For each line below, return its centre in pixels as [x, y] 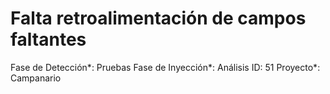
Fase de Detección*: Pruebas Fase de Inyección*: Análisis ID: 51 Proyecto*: [165, 67]
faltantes [48, 39]
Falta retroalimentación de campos [158, 18]
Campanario [36, 78]
